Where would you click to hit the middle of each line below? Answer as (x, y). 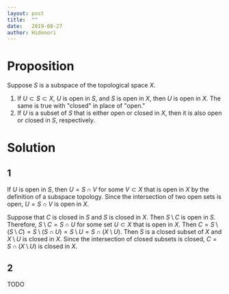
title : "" (23, 20)
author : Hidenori (32, 32)
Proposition (41, 66)
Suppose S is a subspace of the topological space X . (81, 85)
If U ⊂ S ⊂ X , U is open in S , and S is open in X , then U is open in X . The (119, 98)
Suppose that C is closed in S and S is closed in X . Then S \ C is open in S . (111, 217)
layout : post (26, 13)
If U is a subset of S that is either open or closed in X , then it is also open (119, 113)
